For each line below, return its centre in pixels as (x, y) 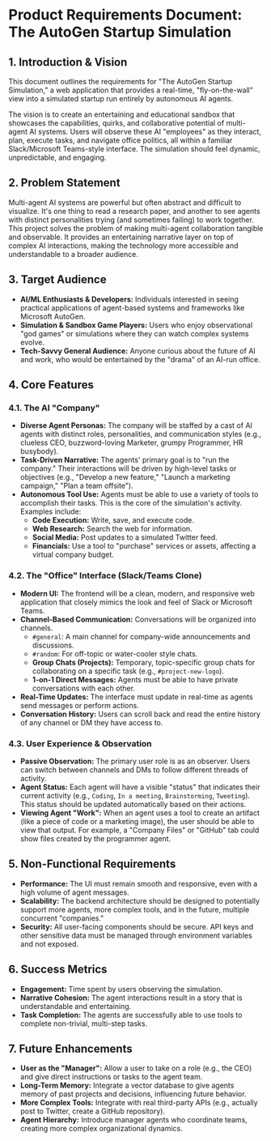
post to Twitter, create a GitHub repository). (93, 1111)
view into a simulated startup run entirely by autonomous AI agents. (121, 98)
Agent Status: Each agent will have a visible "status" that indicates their (140, 787)
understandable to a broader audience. (74, 254)
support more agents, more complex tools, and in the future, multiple (135, 909)
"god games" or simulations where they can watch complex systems (134, 333)
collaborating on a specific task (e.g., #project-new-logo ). (128, 671)
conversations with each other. (84, 688)
